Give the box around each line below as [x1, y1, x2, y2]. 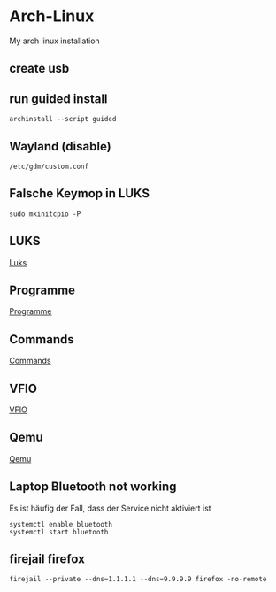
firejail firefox [9, 551, 86, 567]
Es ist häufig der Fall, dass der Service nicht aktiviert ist [9, 503, 211, 513]
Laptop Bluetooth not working [9, 480, 177, 495]
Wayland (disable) [9, 139, 112, 154]
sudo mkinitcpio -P [9, 210, 81, 219]
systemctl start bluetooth [9, 527, 109, 536]
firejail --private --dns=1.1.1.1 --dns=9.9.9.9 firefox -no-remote [9, 575, 267, 584]
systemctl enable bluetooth [9, 519, 113, 528]
